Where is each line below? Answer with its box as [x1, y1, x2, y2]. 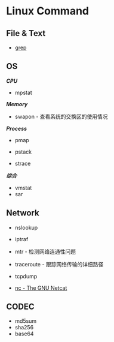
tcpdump [14, 272, 38, 280]
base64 [14, 330, 34, 337]
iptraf [14, 235, 29, 242]
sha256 [14, 324, 34, 331]
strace [14, 160, 31, 167]
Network [6, 208, 40, 218]
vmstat [14, 184, 32, 191]
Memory [6, 100, 28, 107]
